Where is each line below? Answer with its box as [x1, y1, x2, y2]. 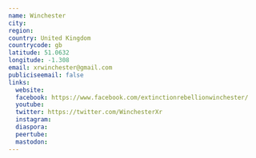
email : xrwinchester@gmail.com [8, 64, 113, 72]
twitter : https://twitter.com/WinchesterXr [15, 109, 162, 117]
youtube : [15, 101, 45, 109]
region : [8, 26, 34, 34]
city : [8, 19, 26, 27]
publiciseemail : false [8, 71, 84, 79]
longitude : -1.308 [8, 57, 70, 65]
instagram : [15, 116, 52, 124]
